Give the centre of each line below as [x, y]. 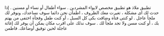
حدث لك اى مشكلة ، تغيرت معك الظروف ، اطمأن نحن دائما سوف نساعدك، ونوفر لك [82, 13]
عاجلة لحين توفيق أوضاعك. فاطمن [36, 28]
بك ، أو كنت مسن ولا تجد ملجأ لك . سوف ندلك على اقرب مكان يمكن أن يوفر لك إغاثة [82, 23]
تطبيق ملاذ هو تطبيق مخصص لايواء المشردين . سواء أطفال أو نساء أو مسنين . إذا [78, 8]
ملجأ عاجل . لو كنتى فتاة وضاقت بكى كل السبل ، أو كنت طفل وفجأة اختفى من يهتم [80, 18]
